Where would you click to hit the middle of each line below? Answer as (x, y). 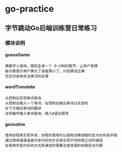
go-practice (30, 9)
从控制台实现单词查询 (23, 98)
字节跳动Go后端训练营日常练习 (51, 28)
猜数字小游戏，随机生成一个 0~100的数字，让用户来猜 (52, 66)
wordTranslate (20, 87)
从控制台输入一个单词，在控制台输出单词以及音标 (47, 103)
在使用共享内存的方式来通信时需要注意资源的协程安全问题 (54, 146)
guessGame (17, 55)
